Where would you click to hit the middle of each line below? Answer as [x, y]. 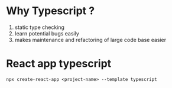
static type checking [40, 27]
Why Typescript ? [51, 11]
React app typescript [59, 64]
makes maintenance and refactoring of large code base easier [90, 40]
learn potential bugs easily [47, 33]
